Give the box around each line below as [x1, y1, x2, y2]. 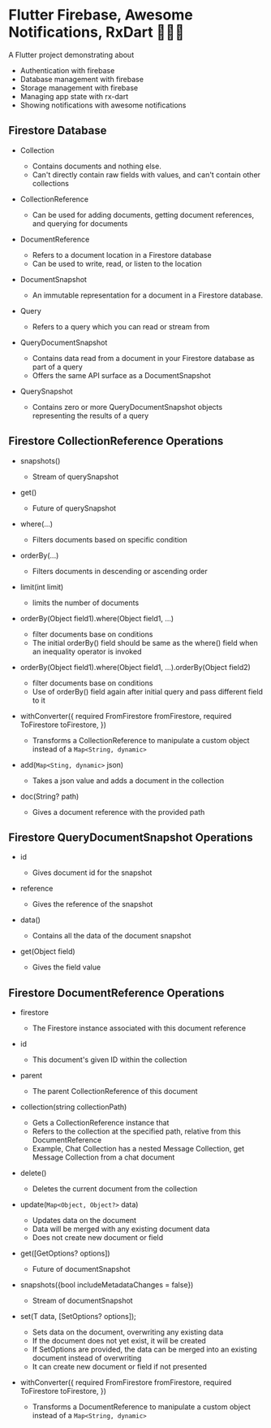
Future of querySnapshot [32, 503, 116, 513]
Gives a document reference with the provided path [32, 807, 205, 816]
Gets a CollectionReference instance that [32, 1118, 170, 1128]
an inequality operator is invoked [32, 647, 142, 656]
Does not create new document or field [32, 1233, 164, 1243]
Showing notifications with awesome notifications [19, 100, 187, 110]
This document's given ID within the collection [32, 1055, 187, 1064]
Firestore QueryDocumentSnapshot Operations [8, 830, 253, 844]
